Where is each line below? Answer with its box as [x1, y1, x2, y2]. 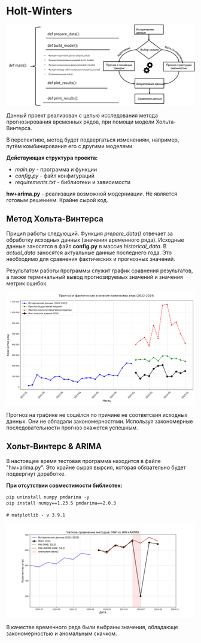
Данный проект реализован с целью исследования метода [6, 112, 159, 119]
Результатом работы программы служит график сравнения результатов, [6, 267, 193, 274]
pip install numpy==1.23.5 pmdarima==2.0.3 [6, 500, 117, 506]
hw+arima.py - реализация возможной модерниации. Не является [6, 190, 178, 197]
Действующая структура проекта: [6, 154, 98, 161]
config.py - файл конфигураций [14, 172, 95, 179]
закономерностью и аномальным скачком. [6, 630, 118, 637]
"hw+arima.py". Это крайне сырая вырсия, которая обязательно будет [6, 464, 187, 471]
